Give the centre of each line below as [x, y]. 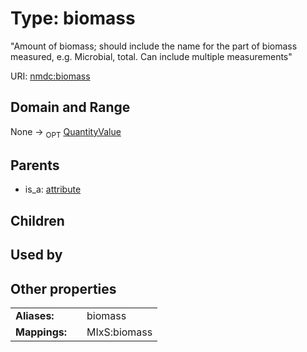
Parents [35, 165]
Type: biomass [73, 18]
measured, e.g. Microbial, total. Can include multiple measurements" [151, 56]
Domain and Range [70, 107]
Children [37, 220]
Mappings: [41, 332]
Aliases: [35, 315]
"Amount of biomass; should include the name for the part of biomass [154, 46]
